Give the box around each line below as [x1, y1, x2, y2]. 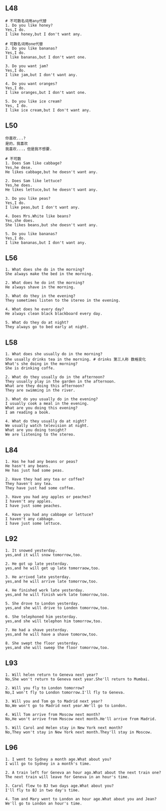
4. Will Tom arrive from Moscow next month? [5, 712, 100, 717]
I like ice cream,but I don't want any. [5, 107, 92, 113]
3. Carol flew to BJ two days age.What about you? [5, 783, 114, 788]
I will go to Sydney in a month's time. [5, 761, 92, 766]
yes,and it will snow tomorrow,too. [5, 552, 82, 557]
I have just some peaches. [5, 503, 62, 509]
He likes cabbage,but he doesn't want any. [5, 169, 98, 175]
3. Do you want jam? [5, 63, 49, 69]
